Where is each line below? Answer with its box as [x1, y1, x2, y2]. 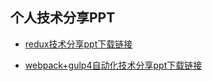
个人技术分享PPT [10, 9, 116, 27]
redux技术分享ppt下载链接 [24, 38, 133, 50]
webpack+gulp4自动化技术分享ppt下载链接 [24, 59, 203, 71]
